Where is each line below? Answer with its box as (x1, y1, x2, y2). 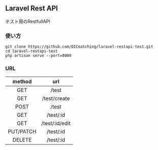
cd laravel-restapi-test (5, 48, 58, 54)
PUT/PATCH (8, 128, 37, 135)
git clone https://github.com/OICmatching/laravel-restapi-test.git (5, 44, 153, 49)
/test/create (42, 95, 70, 102)
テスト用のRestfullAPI (5, 18, 51, 24)
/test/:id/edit (41, 120, 71, 127)
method (12, 78, 32, 85)
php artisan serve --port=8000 (5, 53, 72, 58)
